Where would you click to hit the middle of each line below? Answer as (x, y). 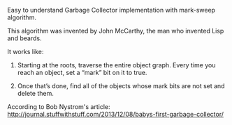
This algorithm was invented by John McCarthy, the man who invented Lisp (116, 31)
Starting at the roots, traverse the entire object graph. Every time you (116, 65)
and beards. (24, 38)
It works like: (26, 52)
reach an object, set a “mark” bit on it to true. (82, 73)
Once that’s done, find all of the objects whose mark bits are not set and (121, 86)
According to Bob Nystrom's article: (59, 107)
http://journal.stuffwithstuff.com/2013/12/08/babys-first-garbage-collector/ (116, 114)
